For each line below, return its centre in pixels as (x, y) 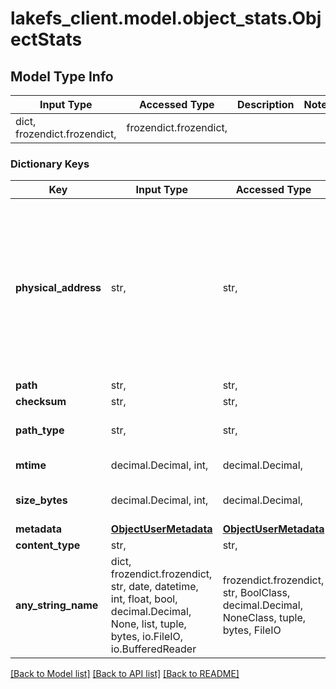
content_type (48, 545)
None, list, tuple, (148, 624)
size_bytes (41, 500)
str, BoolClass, (256, 593)
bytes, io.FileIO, (147, 637)
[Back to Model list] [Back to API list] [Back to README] (125, 674)
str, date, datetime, (154, 587)
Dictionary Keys (50, 164)
